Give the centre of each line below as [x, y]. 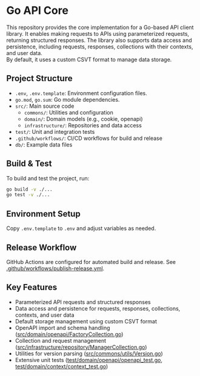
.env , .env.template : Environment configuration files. [81, 93]
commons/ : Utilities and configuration [68, 112]
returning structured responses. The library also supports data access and [99, 40]
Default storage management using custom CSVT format [86, 321]
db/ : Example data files [44, 144]
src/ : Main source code [45, 106]
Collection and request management [60, 340]
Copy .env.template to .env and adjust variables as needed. [81, 228]
